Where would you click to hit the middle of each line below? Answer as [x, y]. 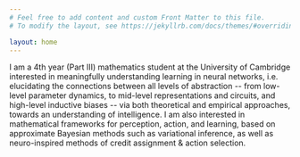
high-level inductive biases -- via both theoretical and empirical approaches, [150, 105]
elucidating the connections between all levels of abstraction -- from [135, 87]
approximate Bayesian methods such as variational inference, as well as [142, 134]
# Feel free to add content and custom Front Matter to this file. [137, 17]
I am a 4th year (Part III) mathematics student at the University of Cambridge [150, 67]
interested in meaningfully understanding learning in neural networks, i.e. [144, 77]
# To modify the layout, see [63, 26]
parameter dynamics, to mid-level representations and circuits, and [152, 95]
